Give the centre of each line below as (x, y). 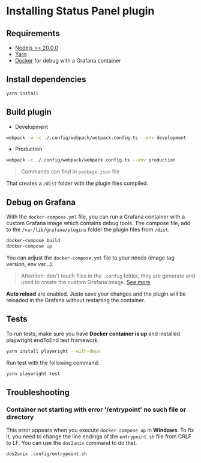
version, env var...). (30, 264)
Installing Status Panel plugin (80, 11)
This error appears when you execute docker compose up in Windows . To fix (100, 430)
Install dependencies (46, 79)
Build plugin (29, 112)
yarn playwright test (33, 374)
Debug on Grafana (41, 202)
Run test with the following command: (53, 362)
